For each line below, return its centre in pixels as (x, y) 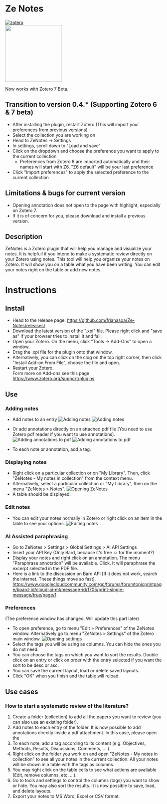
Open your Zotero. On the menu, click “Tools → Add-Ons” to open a (82, 342)
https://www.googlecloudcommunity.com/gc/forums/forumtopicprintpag (87, 584)
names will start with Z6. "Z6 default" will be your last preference (86, 167)
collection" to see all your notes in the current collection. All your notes (85, 759)
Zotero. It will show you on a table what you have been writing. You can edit (83, 264)
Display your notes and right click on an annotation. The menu (76, 558)
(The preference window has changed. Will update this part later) (72, 618)
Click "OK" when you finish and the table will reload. (66, 676)
